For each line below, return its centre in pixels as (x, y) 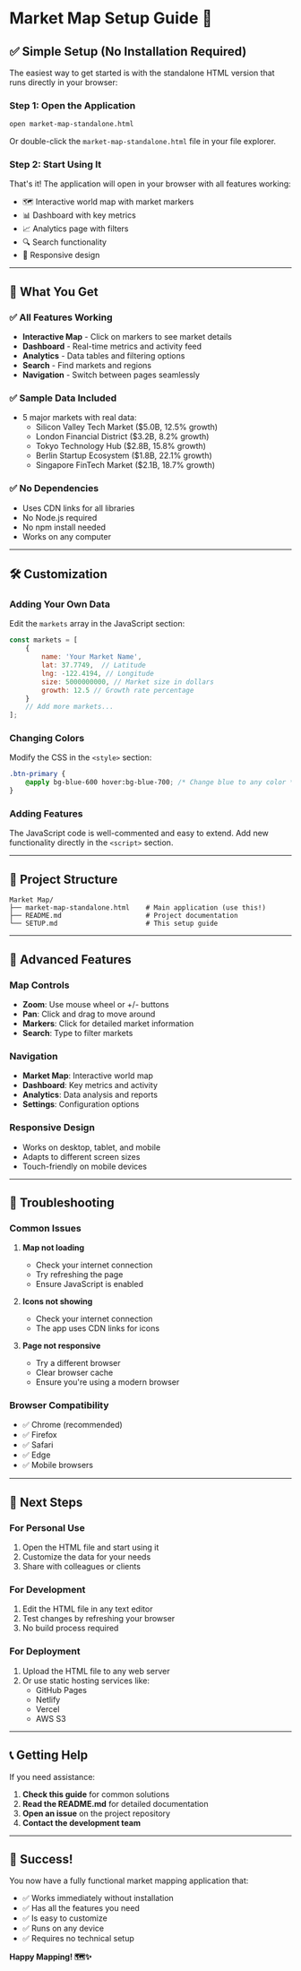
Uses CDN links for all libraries (78, 508)
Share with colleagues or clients (82, 1567)
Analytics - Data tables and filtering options (103, 356)
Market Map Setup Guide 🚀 (111, 18)
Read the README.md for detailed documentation (115, 1803)
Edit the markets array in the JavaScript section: (97, 624)
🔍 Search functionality (64, 242)
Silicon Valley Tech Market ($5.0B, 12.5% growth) (126, 427)
